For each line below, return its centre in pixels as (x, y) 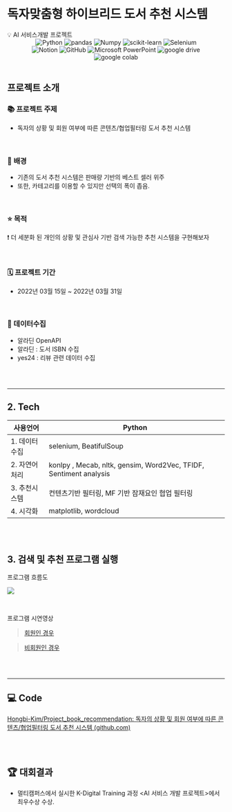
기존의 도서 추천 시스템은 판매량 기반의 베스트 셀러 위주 (91, 177)
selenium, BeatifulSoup (86, 446)
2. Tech (23, 407)
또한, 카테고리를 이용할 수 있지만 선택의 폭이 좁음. (83, 186)
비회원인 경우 (42, 648)
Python (135, 427)
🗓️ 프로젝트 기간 (31, 272)
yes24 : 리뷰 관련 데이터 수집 (56, 357)
